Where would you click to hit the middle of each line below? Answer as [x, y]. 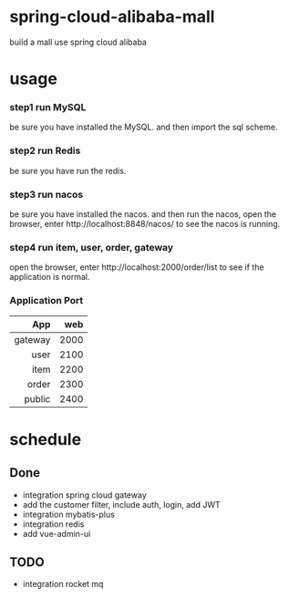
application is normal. [50, 277]
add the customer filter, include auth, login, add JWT [121, 504]
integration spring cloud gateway [85, 495]
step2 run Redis [45, 150]
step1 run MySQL [48, 108]
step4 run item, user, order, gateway [92, 247]
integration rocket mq [63, 584]
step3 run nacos [46, 194]
